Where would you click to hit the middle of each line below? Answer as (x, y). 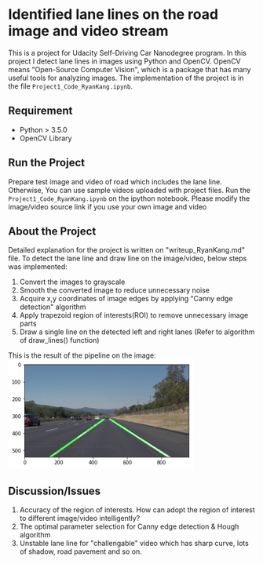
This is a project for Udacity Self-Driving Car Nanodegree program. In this (128, 53)
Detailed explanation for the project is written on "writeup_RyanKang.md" (127, 250)
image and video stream (88, 31)
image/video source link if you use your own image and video (108, 206)
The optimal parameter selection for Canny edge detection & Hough (129, 526)
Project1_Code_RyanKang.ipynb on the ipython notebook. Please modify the (129, 198)
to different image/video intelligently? (80, 519)
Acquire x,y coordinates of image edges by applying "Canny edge (126, 299)
